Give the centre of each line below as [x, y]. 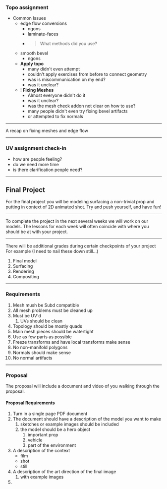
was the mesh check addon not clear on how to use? [82, 106]
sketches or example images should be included [70, 424]
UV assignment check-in [36, 148]
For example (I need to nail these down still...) [52, 251]
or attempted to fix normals [55, 117]
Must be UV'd [27, 315]
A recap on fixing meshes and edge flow [47, 131]
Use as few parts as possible [42, 337]
